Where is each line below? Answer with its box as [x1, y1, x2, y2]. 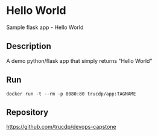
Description [6, 41, 51, 51]
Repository [6, 107, 49, 117]
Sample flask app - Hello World [6, 24, 84, 31]
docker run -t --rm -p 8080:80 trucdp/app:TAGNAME [6, 91, 136, 97]
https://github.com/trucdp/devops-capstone [6, 123, 116, 131]
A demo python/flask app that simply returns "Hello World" [6, 57, 153, 64]
